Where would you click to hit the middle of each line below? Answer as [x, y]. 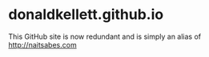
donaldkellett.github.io [86, 15]
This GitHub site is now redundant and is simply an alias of [105, 36]
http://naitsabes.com [43, 44]
